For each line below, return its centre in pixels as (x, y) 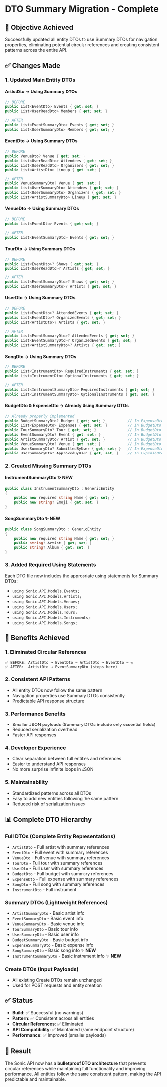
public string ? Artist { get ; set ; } (53, 543)
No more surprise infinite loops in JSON (53, 769)
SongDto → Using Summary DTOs (41, 356)
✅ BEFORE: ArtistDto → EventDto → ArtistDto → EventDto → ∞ (69, 662)
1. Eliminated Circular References (46, 652)
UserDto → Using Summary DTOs (40, 298)
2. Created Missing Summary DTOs (48, 466)
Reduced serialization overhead (45, 730)
